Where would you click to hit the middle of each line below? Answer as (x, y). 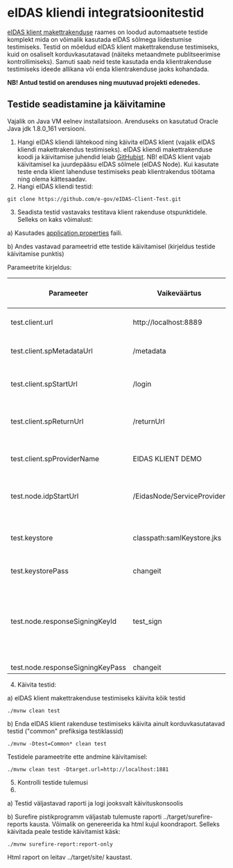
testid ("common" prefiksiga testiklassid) (65, 731)
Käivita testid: (37, 684)
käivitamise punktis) (36, 254)
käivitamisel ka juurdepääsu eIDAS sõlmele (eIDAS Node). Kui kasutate (118, 164)
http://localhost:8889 (167, 322)
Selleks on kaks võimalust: (55, 219)
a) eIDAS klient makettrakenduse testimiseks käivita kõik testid (96, 698)
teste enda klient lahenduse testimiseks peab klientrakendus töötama (116, 171)
